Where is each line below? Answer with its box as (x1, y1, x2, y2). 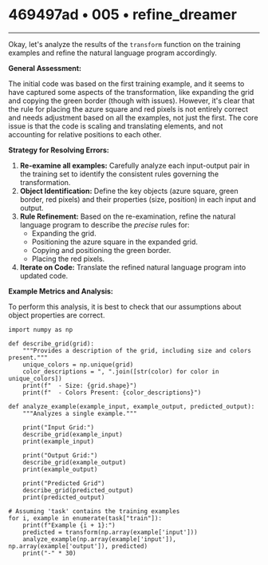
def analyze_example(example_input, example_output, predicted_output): (8, 402, 255, 410)
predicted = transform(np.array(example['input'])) (22, 528, 198, 536)
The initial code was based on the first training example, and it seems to (8, 78, 245, 89)
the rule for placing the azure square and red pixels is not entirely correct (8, 104, 249, 113)
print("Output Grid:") (22, 451, 98, 460)
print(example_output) (22, 465, 98, 473)
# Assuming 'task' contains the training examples (8, 507, 180, 516)
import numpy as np (8, 326, 73, 334)
